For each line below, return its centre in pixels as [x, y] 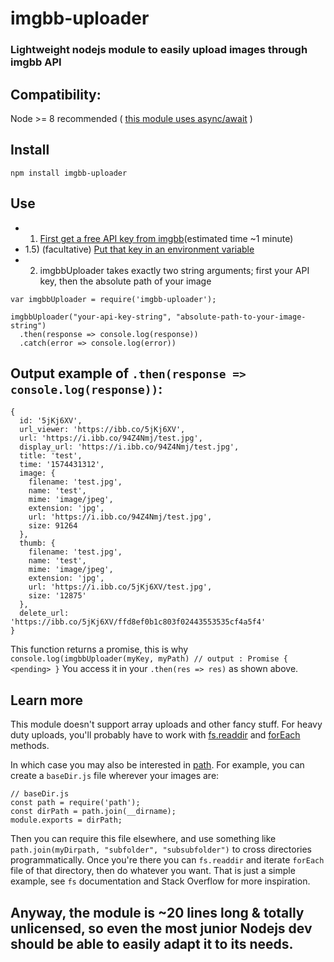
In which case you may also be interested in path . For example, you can [157, 765]
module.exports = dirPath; [66, 820]
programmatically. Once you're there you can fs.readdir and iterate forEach [167, 860]
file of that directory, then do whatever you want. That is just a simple [153, 871]
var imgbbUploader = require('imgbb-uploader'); [113, 299]
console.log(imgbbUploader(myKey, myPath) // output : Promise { [149, 659]
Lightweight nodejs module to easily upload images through [159, 50]
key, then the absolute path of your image [125, 281]
